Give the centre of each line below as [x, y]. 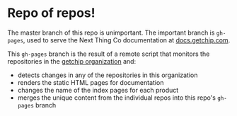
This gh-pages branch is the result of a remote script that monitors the [109, 54]
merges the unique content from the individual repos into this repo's [116, 98]
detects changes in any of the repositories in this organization [108, 75]
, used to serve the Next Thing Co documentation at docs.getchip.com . [127, 40]
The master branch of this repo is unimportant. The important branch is [111, 33]
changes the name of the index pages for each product [98, 90]
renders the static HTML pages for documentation [91, 82]
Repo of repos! [51, 13]
